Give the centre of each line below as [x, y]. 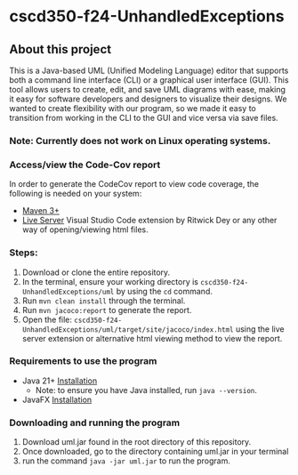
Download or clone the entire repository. [96, 272]
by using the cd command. [165, 291]
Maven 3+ [40, 211]
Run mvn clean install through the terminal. [104, 301]
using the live [260, 329]
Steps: [24, 253]
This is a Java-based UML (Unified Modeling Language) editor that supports [149, 70]
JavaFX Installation [57, 399]
